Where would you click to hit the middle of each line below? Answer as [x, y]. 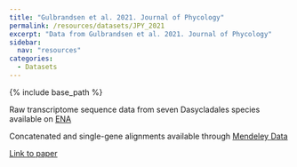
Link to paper [33, 153]
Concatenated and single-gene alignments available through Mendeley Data [148, 136]
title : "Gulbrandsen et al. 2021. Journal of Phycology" [117, 17]
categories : [31, 59]
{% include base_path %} [56, 92]
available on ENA [40, 119]
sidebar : [25, 42]
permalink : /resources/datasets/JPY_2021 [87, 26]
